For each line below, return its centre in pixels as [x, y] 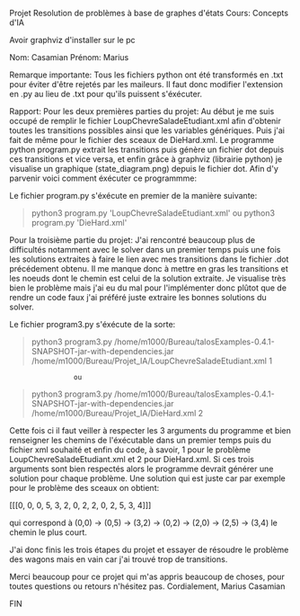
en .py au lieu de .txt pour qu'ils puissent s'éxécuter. [106, 94]
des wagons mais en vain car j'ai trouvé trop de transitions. [119, 559]
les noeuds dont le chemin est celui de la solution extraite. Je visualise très [148, 278]
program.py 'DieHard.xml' [79, 223]
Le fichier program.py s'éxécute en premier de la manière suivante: [133, 196]
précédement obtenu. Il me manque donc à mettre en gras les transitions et [149, 268]
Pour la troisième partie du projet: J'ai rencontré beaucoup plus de [132, 240]
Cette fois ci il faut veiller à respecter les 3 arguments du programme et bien [150, 430]
